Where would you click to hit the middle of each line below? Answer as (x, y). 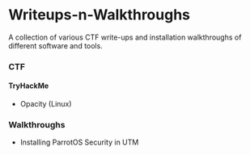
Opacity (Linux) (46, 104)
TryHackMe (29, 86)
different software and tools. (55, 45)
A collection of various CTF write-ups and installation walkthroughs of (125, 37)
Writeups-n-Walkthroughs (100, 15)
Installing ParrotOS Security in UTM (79, 142)
